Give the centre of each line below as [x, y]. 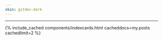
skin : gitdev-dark [24, 9]
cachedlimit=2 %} [23, 33]
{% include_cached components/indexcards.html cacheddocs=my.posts [78, 27]
